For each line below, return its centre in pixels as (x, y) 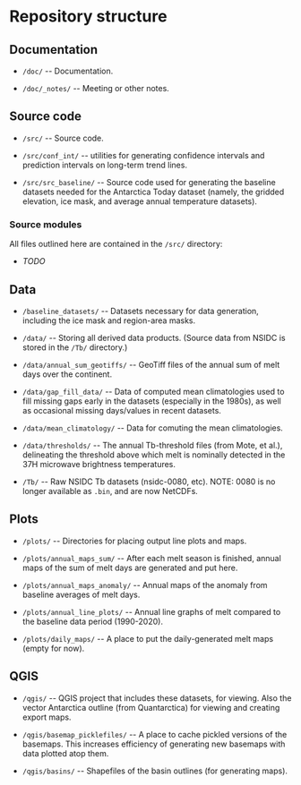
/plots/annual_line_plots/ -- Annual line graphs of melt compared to (151, 611)
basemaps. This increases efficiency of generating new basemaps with (154, 744)
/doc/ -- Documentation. (68, 71)
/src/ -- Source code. (63, 138)
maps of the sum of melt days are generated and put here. (130, 567)
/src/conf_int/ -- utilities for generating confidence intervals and (143, 155)
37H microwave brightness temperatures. (99, 464)
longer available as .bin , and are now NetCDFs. (110, 491)
